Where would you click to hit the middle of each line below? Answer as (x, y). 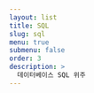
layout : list (33, 17)
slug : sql (27, 34)
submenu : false (37, 50)
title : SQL (29, 26)
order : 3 (25, 58)
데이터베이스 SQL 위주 (51, 75)
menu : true (29, 42)
